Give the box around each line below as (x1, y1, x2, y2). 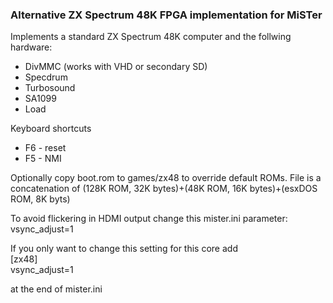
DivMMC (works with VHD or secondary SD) (24, 61, 208, 73)
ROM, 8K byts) (10, 193, 71, 205)
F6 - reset (24, 142, 67, 154)
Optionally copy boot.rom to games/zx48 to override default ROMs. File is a (10, 172, 322, 184)
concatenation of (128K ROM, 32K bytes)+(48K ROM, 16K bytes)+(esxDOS (10, 183, 318, 195)
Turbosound (24, 82, 76, 94)
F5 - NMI (24, 153, 62, 165)
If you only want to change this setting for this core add (10, 243, 238, 255)
